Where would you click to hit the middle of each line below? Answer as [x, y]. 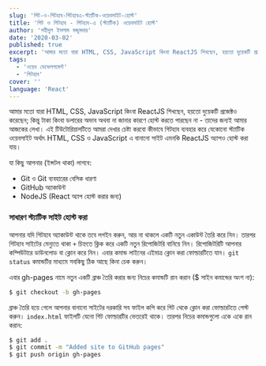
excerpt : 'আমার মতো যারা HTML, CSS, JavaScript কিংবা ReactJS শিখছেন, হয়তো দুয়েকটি [130, 52]
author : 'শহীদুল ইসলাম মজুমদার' [50, 30]
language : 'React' [39, 89]
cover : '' [25, 81]
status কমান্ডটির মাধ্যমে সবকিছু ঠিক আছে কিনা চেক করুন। [79, 261]
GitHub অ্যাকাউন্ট [43, 187]
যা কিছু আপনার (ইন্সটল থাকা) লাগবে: [50, 163]
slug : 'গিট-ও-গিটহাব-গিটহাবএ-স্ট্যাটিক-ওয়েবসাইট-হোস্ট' [73, 15]
